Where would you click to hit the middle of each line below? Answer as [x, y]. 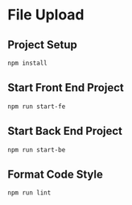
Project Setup [43, 45]
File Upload [46, 15]
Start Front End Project [66, 88]
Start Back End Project [65, 131]
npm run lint [29, 193]
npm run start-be [37, 150]
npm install [27, 63]
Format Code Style [56, 175]
